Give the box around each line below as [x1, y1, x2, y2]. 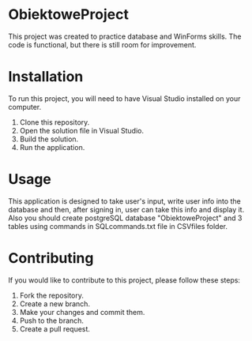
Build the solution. [19, 134, 79, 144]
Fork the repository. [19, 290, 85, 300]
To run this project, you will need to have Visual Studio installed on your [8, 93, 241, 103]
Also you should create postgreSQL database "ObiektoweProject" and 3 [8, 213, 243, 223]
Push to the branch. [19, 316, 85, 325]
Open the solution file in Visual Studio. [19, 126, 145, 135]
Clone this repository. [19, 117, 90, 127]
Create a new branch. [19, 298, 91, 309]
